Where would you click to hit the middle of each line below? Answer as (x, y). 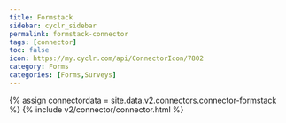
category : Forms (39, 67)
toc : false (29, 50)
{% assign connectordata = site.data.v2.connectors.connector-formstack (143, 100)
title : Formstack (41, 17)
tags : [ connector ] (43, 42)
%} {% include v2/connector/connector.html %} (97, 109)
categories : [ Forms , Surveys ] (63, 75)
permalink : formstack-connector (69, 34)
